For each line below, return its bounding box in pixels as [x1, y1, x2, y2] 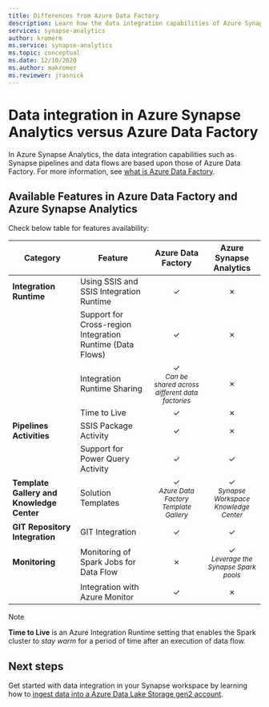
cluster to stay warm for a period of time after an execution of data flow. [8, 636, 246, 646]
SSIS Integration [79, 286, 142, 297]
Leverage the [211, 555, 253, 564]
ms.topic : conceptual [8, 49, 81, 57]
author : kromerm [8, 34, 62, 42]
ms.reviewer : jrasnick [8, 71, 84, 79]
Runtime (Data [79, 339, 134, 350]
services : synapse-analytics [8, 26, 106, 34]
